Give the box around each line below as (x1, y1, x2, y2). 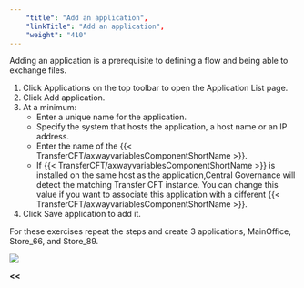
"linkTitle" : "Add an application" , (25, 22, 166, 31)
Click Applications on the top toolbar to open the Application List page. (22, 83, 289, 94)
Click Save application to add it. (22, 209, 141, 220)
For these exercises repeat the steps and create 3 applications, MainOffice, (9, 226, 291, 237)
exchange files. (9, 65, 66, 76)
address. (35, 131, 70, 142)
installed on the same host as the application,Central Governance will (35, 170, 296, 180)
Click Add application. (22, 92, 106, 103)
